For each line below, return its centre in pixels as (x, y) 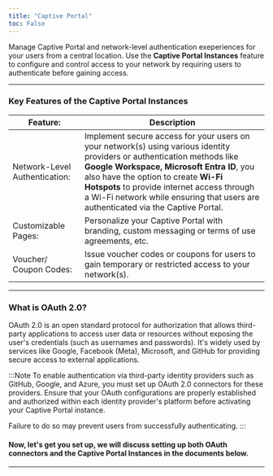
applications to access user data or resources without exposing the (141, 334)
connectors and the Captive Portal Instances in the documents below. (129, 453)
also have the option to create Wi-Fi (154, 177)
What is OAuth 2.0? (48, 308)
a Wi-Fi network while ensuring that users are (172, 197)
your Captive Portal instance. (57, 410)
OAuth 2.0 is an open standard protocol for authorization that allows (122, 325)
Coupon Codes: (43, 269)
